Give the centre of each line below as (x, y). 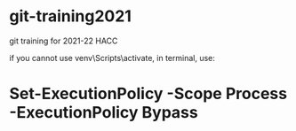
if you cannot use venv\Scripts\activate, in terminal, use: (112, 58)
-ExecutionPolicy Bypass (104, 113)
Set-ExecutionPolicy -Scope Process (148, 94)
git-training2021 (70, 16)
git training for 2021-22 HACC (64, 41)
